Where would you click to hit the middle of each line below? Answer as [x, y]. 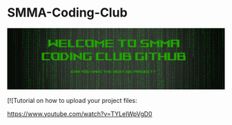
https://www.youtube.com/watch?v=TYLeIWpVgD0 [80, 114]
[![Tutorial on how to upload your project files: [72, 100]
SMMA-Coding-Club [67, 13]
